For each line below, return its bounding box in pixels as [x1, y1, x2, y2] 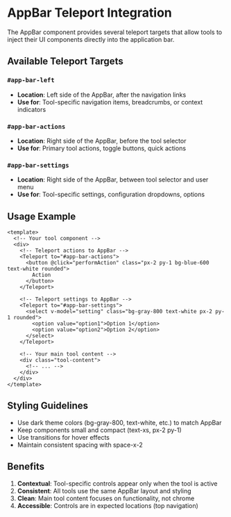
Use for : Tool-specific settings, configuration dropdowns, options [17, 190, 205, 199]
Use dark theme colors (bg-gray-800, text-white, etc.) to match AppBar [17, 418, 222, 427]
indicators [17, 105, 46, 113]
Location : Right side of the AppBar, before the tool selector [17, 136, 187, 145]
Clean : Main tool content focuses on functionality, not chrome [17, 494, 195, 502]
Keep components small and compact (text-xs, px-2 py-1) [17, 426, 182, 434]
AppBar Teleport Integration [7, 5, 172, 21]
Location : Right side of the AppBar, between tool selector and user [17, 175, 209, 184]
